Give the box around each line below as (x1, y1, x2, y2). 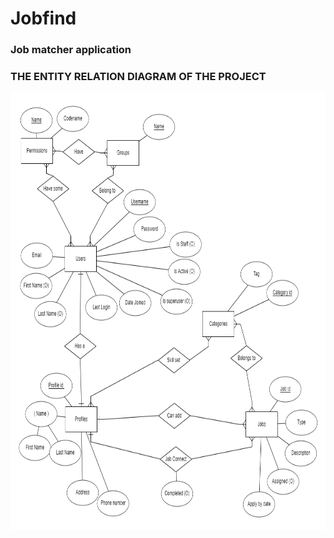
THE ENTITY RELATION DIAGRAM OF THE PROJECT (10, 70, 267, 84)
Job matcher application (10, 43, 132, 57)
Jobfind (10, 7, 77, 30)
